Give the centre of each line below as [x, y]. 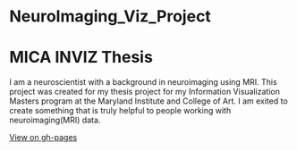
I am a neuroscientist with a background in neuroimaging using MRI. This [143, 82]
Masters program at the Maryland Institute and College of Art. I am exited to [148, 101]
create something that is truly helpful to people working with [120, 111]
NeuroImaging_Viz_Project [110, 17]
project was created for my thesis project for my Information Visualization [144, 92]
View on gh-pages [43, 138]
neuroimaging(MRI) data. [55, 120]
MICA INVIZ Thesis [81, 58]
